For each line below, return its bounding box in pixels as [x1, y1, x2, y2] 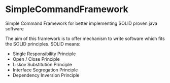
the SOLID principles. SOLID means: [5, 40, 81, 47]
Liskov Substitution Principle [12, 61, 72, 67]
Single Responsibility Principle [12, 51, 76, 57]
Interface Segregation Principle [12, 67, 78, 73]
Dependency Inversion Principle [12, 72, 80, 78]
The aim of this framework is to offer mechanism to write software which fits [5, 35, 165, 41]
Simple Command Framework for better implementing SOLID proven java [5, 20, 157, 26]
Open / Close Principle [12, 56, 60, 62]
